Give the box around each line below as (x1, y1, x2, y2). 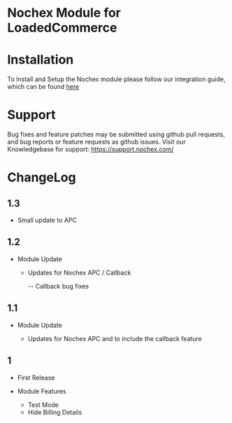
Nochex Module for (7, 5, 121, 21)
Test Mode (27, 401, 59, 409)
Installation (7, 52, 74, 68)
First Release (17, 373, 55, 382)
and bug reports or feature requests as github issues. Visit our (7, 138, 187, 146)
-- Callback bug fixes (27, 282, 89, 290)
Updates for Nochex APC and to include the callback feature (27, 334, 203, 342)
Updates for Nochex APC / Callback (27, 268, 131, 277)
